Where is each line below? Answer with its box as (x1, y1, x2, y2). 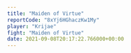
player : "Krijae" (7, 23, 57, 30)
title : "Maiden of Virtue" (7, 10, 84, 17)
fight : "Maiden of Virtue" (7, 29, 84, 36)
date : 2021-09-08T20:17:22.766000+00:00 (7, 36, 125, 43)
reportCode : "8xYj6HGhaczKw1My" (7, 17, 99, 23)
